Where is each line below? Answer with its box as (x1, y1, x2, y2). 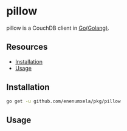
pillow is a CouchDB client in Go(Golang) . (6, 24, 109, 32)
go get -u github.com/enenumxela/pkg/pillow (6, 98, 121, 104)
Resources (6, 42, 48, 52)
